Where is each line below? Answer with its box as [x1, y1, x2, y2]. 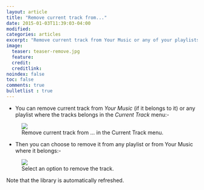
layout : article [6, 8, 47, 15]
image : [6, 43, 23, 49]
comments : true [6, 83, 45, 89]
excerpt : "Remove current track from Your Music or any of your [6, 37, 172, 43]
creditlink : [12, 65, 42, 72]
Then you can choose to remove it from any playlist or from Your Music [15, 140, 193, 148]
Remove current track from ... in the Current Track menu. [21, 129, 164, 136]
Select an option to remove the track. [21, 165, 114, 172]
